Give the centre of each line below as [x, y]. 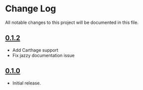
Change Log [31, 9]
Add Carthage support [35, 50]
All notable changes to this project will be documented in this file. [72, 22]
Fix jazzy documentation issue [43, 55]
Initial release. [27, 83]
